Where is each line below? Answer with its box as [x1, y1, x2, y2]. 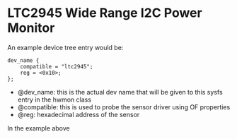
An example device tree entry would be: [7, 43, 124, 52]
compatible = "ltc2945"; [20, 63, 93, 70]
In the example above [7, 123, 70, 132]
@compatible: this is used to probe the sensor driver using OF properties [17, 102, 231, 111]
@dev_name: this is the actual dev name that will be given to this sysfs [17, 87, 223, 96]
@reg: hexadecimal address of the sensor [17, 110, 140, 119]
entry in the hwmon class [17, 95, 92, 104]
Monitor [7, 20, 55, 36]
